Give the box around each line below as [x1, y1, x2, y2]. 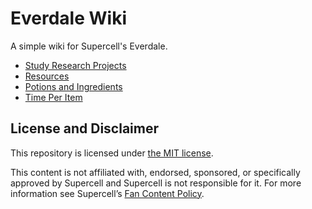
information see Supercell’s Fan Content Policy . [10, 187, 205, 199]
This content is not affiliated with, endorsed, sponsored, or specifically [10, 166, 301, 178]
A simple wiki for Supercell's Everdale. [10, 40, 168, 52]
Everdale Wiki [10, 7, 127, 30]
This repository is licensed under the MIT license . [10, 147, 214, 159]
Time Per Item [24, 91, 83, 103]
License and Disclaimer [10, 120, 159, 137]
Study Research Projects [24, 59, 127, 71]
